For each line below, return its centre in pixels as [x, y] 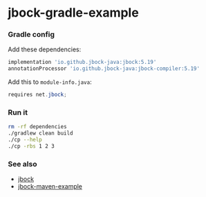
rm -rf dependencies [38, 127]
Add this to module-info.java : [50, 82]
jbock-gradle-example [73, 13]
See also [22, 164]
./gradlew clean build [40, 133]
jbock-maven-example [50, 187]
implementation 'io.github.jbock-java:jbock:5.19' [82, 62]
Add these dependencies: [45, 49]
